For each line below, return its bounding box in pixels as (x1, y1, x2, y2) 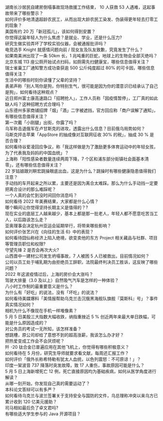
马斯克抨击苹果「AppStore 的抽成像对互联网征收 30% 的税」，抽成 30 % (5, 132, 149, 137)
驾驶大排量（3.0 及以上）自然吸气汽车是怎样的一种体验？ (5, 277, 119, 283)
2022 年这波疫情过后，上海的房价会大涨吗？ (5, 271, 94, 277)
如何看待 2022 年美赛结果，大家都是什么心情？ (5, 199, 99, 204)
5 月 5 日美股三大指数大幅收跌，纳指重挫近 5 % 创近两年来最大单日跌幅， (5, 314, 152, 320)
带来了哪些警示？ (9, 10, 44, 16)
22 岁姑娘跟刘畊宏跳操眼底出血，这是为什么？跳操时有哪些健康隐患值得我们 (5, 168, 156, 174)
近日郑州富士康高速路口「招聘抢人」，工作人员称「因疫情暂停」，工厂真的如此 (5, 95, 158, 101)
